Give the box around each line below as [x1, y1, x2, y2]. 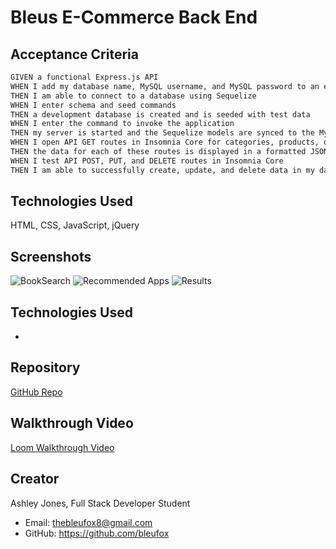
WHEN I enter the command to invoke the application [10, 119, 235, 129]
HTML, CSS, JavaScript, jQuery [10, 219, 140, 231]
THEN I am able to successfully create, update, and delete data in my [10, 165, 315, 175]
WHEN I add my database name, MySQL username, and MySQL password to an [10, 81, 320, 91]
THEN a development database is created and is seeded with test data [10, 109, 311, 120]
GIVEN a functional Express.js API [10, 72, 159, 82]
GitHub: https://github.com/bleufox [24, 527, 170, 539]
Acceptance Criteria [10, 46, 139, 63]
